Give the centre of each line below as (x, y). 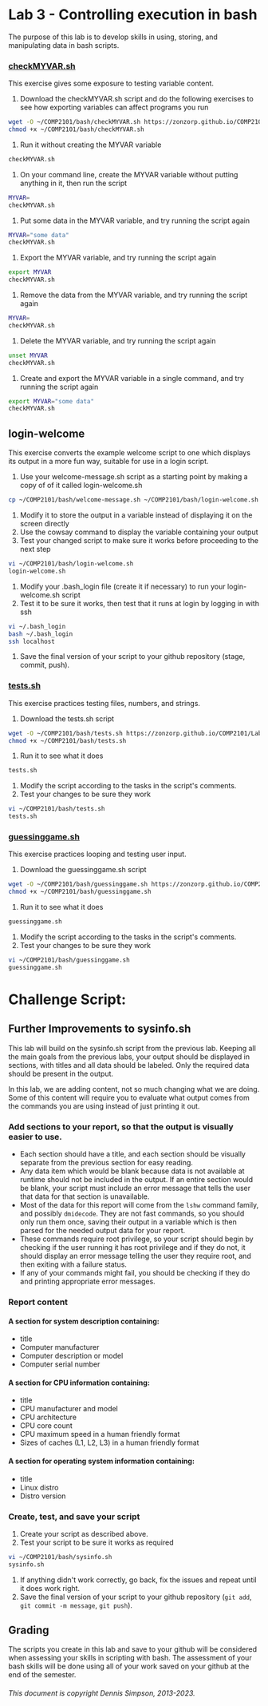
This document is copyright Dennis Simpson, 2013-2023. (102, 1693)
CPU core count (46, 1426)
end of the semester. (42, 1675)
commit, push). (45, 665)
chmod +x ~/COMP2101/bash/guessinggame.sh (80, 892)
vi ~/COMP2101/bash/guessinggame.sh (69, 960)
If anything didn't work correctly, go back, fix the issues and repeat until (138, 1580)
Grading (29, 1631)
